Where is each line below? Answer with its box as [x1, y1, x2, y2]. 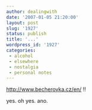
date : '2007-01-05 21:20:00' [6, 14, 79, 20]
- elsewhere [8, 58, 39, 64]
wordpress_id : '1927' [6, 42, 60, 48]
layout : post [6, 20, 39, 26]
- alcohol [8, 53, 33, 59]
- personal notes [8, 70, 52, 76]
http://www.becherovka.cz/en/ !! [6, 86, 87, 93]
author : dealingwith [6, 8, 58, 15]
